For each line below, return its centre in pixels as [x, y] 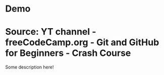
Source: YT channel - [51, 32]
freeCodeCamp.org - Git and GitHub [82, 43]
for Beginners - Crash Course [68, 53]
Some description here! [30, 67]
